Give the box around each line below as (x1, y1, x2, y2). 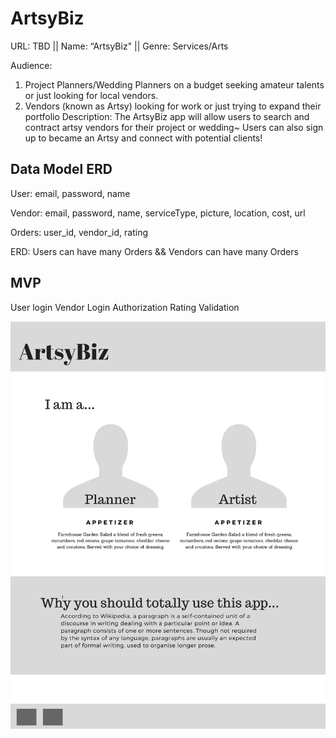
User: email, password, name (10, 187, 131, 199)
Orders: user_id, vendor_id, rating (10, 226, 149, 238)
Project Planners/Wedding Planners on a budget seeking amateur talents (24, 78, 325, 91)
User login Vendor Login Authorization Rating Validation (10, 301, 240, 313)
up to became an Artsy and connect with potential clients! (24, 132, 263, 144)
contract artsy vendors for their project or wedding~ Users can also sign (24, 121, 324, 133)
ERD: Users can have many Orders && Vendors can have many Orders (10, 245, 299, 257)
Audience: (10, 59, 53, 71)
